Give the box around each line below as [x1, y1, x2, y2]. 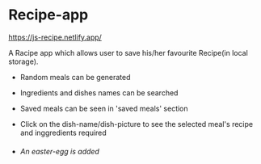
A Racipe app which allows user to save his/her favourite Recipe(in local [8, 48, 248, 57]
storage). [8, 57, 39, 66]
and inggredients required [19, 128, 107, 137]
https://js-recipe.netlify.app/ [8, 32, 103, 42]
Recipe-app [8, 6, 89, 24]
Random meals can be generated [19, 72, 131, 82]
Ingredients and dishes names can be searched [19, 87, 179, 98]
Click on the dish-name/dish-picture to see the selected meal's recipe [19, 119, 253, 128]
